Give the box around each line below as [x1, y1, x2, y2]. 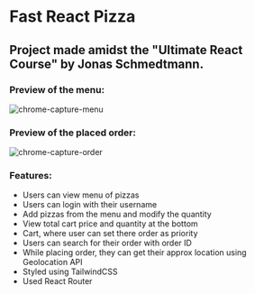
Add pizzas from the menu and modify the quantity [22, 209, 212, 220]
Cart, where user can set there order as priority [22, 228, 198, 239]
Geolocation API [22, 257, 83, 268]
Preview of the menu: [9, 83, 105, 96]
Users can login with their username [22, 199, 158, 210]
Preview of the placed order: [9, 126, 137, 139]
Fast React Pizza [9, 6, 136, 27]
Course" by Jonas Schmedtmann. [9, 56, 205, 71]
